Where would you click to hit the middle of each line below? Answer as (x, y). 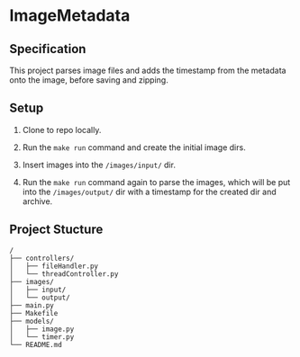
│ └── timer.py (42, 337)
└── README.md (36, 344)
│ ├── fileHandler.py (54, 266)
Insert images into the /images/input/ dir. (99, 165)
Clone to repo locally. (62, 129)
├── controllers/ (42, 258)
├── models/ (32, 321)
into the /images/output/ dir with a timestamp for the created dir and (149, 192)
